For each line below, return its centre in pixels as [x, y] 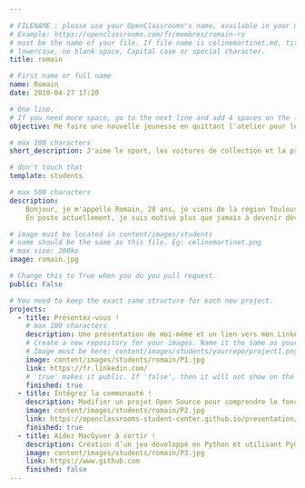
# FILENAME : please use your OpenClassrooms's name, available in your [150, 25]
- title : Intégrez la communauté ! [85, 393]
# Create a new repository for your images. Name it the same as [152, 343]
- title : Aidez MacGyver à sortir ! [87, 436]
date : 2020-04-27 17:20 [54, 93]
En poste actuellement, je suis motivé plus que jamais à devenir [154, 218]
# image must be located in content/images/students [111, 234]
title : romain [36, 60]
